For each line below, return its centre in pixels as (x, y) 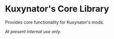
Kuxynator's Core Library (57, 9)
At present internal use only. (33, 31)
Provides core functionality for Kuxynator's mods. (55, 22)
